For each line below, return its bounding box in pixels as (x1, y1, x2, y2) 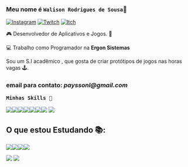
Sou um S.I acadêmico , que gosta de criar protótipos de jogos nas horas (6, 58, 183, 65)
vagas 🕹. (6, 64, 29, 71)
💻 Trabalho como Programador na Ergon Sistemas (6, 44, 130, 52)
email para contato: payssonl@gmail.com (6, 81, 128, 90)
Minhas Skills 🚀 (6, 94, 53, 101)
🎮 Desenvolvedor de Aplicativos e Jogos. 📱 (6, 30, 112, 38)
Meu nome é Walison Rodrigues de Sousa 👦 (6, 5, 127, 13)
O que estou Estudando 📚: (6, 125, 106, 135)
